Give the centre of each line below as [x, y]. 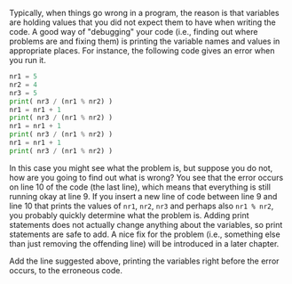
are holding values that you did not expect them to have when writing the [143, 22]
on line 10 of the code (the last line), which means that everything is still [140, 187]
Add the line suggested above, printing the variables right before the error [144, 261]
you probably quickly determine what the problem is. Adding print [130, 215]
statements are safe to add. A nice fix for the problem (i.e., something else [145, 234]
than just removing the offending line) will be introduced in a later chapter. [144, 243]
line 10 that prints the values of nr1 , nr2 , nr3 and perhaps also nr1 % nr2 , [142, 206]
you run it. [28, 60]
